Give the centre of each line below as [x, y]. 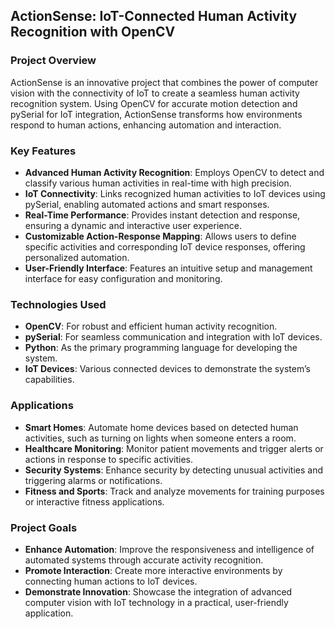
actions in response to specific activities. [108, 459]
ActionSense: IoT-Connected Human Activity [154, 16]
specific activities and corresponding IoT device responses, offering [165, 246]
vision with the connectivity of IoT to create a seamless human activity [155, 93]
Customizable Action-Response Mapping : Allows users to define [160, 236]
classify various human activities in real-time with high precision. [158, 183]
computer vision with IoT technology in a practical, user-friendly [156, 602]
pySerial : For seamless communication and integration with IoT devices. [173, 337]
